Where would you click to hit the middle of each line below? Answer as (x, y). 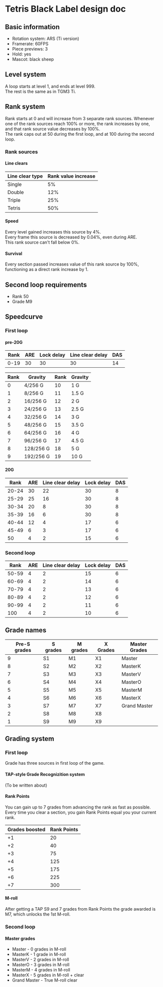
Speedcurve (24, 317)
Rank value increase (72, 176)
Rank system (25, 107)
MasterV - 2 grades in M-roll (41, 960)
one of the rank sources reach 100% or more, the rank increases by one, (78, 124)
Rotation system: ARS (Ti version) (46, 38)
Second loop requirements (46, 285)
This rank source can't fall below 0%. (42, 242)
